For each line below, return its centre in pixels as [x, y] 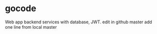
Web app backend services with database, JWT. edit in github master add [78, 22]
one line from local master [31, 27]
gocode [21, 8]
